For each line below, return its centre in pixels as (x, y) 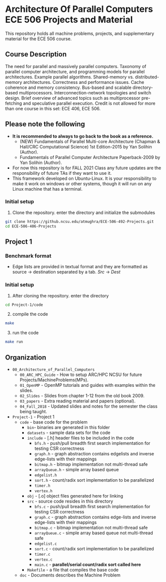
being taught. (33, 412)
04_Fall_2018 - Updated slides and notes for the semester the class (88, 406)
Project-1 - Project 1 (33, 417)
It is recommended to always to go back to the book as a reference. (83, 136)
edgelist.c (46, 544)
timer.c (42, 555)
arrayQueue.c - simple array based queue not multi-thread (94, 533)
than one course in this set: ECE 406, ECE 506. (53, 108)
